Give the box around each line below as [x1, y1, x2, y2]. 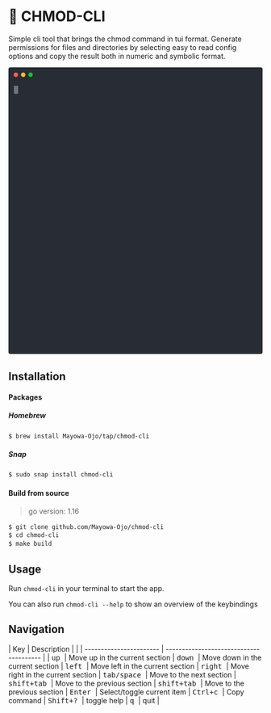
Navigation [8, 623, 65, 636]
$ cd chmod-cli [8, 531, 60, 539]
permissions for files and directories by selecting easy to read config [8, 42, 237, 52]
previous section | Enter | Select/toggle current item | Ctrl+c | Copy [8, 686, 244, 697]
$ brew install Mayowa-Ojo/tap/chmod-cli [8, 432, 150, 440]
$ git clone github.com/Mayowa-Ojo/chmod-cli [8, 522, 164, 531]
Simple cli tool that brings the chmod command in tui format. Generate [8, 34, 242, 44]
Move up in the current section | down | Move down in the [68, 652, 262, 662]
